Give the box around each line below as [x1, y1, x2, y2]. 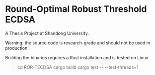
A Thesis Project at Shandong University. [5, 30, 89, 36]
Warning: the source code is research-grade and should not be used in [5, 39, 151, 45]
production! [5, 45, 29, 51]
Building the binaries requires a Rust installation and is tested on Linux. [5, 54, 150, 60]
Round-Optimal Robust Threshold [5, 3, 147, 15]
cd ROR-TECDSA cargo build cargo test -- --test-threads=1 [17, 64, 139, 70]
